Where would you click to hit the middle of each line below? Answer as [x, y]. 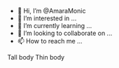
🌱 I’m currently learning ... [55, 26]
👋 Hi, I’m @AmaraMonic [51, 11]
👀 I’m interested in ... [47, 18]
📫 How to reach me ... [50, 41]
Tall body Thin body [36, 57]
